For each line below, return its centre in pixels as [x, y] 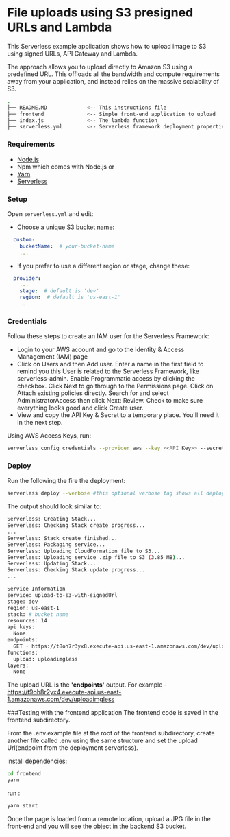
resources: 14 [27, 621]
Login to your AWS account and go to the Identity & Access [101, 350]
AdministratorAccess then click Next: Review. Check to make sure [110, 401]
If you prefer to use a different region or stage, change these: [103, 266]
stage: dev [23, 602]
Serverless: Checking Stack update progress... [76, 570]
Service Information [37, 589]
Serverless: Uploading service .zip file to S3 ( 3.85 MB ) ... [96, 557]
